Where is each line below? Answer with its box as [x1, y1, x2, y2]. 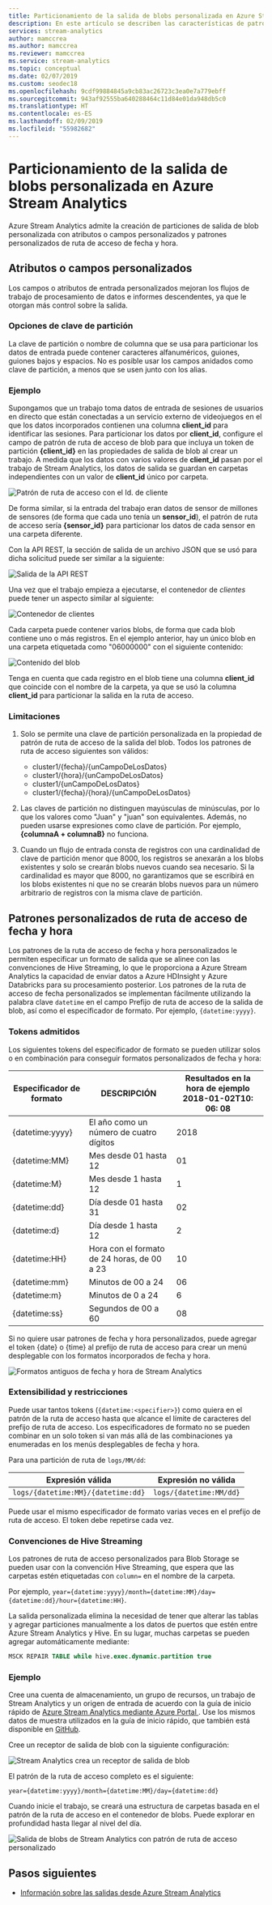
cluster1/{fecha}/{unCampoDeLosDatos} [32, 762, 168, 772]
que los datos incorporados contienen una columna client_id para [8, 420, 228, 430]
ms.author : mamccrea [8, 42, 79, 50]
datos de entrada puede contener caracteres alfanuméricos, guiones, [8, 347, 240, 357]
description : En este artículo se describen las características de [8, 19, 244, 28]
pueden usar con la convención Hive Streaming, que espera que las [8, 1563, 235, 1572]
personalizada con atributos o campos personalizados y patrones [8, 229, 227, 239]
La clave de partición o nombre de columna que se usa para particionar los [8, 338, 259, 348]
